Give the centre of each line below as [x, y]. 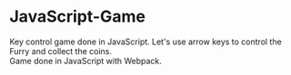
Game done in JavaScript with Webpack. [85, 61]
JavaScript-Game [77, 17]
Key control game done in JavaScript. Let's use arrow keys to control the [145, 42]
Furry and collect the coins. [60, 51]
